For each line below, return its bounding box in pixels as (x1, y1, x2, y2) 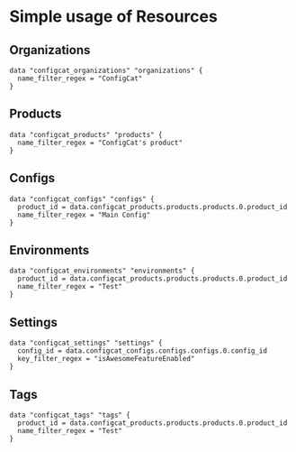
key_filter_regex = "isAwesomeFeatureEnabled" (17, 355, 195, 364)
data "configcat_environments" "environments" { (9, 266, 195, 276)
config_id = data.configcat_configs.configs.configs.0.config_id (17, 346, 268, 355)
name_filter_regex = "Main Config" (17, 210, 151, 219)
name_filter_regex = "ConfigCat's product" (17, 138, 183, 147)
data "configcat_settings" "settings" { (9, 338, 164, 348)
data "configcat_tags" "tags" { (9, 410, 130, 420)
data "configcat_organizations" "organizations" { (9, 66, 203, 75)
